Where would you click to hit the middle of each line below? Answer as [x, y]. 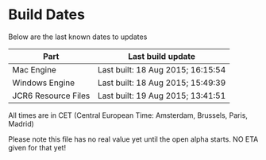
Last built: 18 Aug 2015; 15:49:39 [162, 83]
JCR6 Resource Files [51, 96]
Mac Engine [35, 69]
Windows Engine [44, 83]
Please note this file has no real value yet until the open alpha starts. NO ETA [133, 139]
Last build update [162, 56]
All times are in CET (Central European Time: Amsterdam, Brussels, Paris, [128, 115]
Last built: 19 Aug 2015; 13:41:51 [162, 96]
